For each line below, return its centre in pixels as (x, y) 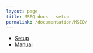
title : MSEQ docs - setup (37, 17)
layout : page (22, 11)
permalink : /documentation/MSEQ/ (47, 22)
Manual (24, 44)
